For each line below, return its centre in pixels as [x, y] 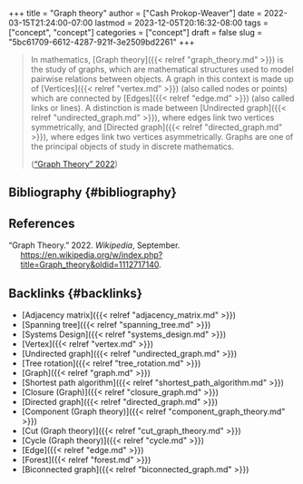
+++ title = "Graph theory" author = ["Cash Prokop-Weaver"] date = [135, 13]
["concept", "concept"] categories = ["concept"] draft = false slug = [136, 32]
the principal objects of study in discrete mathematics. [132, 146]
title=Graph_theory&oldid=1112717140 [90, 265]
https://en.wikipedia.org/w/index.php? [92, 255]
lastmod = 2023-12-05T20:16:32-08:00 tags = [182, 23]
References [42, 223]
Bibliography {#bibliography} [93, 193]
